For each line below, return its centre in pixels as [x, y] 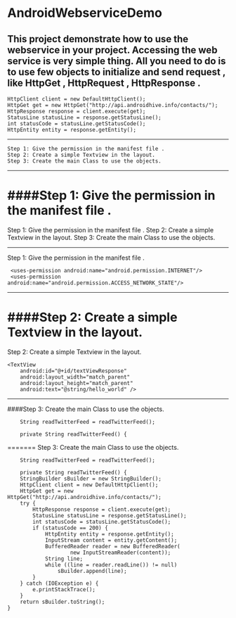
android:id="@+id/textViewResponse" [74, 371]
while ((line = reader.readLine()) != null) [111, 565]
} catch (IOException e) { [59, 583]
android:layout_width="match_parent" [75, 377]
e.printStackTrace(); [64, 589]
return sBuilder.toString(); [63, 602]
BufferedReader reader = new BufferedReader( [112, 546]
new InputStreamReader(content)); [120, 553]
